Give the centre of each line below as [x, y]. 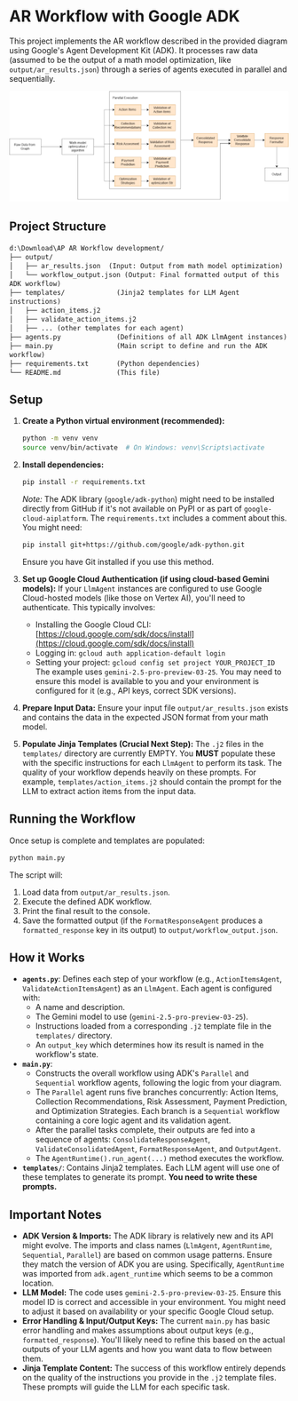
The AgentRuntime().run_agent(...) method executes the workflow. [160, 1158]
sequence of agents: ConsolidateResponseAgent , [123, 1140]
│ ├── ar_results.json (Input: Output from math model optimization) [146, 266]
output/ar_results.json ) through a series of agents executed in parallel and [148, 69]
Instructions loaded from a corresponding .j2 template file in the [153, 1026]
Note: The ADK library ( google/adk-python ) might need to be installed [148, 499]
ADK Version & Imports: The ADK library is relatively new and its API [148, 1236]
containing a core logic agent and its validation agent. [133, 1120]
